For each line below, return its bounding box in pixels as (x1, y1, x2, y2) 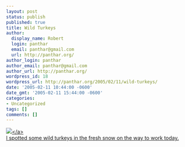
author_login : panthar (6, 57, 61, 63)
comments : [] (6, 111, 38, 117)
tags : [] (6, 106, 27, 112)
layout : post (6, 8, 38, 15)
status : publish (6, 14, 46, 20)
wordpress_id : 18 (6, 73, 48, 79)
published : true (6, 19, 46, 25)
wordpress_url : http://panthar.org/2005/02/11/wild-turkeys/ (6, 79, 158, 85)
